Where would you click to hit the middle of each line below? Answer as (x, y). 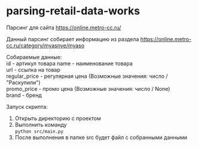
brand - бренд (24, 95)
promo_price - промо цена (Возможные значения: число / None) (88, 88)
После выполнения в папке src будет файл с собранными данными (101, 137)
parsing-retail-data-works (73, 11)
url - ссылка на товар (33, 69)
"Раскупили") (23, 82)
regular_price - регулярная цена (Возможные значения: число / (87, 76)
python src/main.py (39, 131)
